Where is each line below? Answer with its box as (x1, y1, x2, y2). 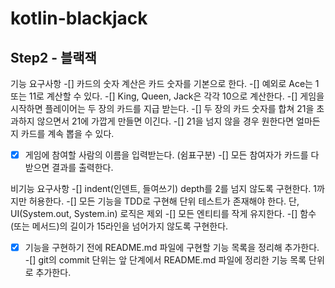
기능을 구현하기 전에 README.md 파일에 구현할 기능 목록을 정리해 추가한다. (24, 242, 320, 254)
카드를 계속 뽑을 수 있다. (20, 128, 115, 139)
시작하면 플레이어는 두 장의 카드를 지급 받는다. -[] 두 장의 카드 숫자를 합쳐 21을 (10, 103, 315, 114)
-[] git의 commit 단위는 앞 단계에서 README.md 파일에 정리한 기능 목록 (24, 254, 307, 266)
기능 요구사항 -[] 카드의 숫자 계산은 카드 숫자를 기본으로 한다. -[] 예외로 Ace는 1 (10, 78, 320, 89)
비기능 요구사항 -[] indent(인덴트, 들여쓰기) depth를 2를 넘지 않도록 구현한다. (10, 183, 312, 195)
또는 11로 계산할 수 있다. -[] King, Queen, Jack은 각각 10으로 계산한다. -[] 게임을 (10, 90, 325, 102)
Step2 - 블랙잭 (10, 49, 97, 66)
